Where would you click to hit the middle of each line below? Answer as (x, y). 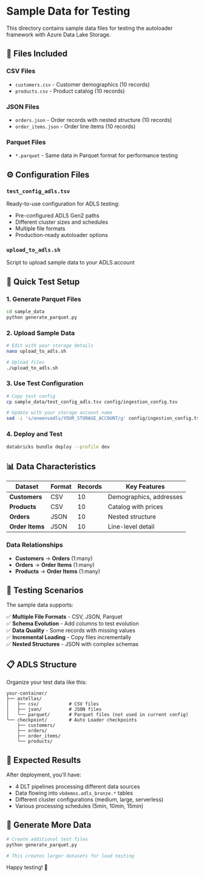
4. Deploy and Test (34, 434)
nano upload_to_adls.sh (36, 351)
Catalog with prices (136, 507)
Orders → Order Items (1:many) (55, 564)
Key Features (145, 487)
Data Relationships (35, 545)
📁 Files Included (37, 54)
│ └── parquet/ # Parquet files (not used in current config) (97, 715)
